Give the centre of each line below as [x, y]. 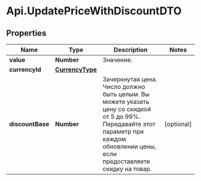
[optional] [178, 124]
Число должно [124, 87]
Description [130, 50]
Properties [26, 33]
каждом [115, 139]
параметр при [123, 131]
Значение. [118, 60]
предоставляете [127, 161]
